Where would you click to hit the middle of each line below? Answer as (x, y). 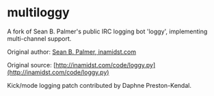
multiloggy (38, 13)
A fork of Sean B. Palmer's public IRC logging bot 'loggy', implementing (107, 31)
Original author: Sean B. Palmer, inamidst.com (72, 52)
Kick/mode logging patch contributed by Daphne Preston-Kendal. (99, 85)
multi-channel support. (39, 38)
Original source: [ (31, 65)
